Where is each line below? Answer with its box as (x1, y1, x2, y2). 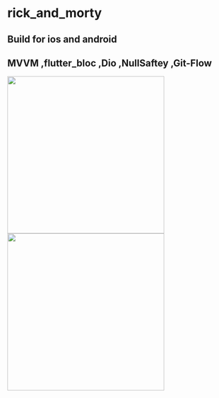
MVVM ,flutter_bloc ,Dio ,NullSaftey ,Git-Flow (7, 57, 212, 69)
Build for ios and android (7, 33, 118, 45)
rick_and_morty (7, 5, 102, 21)
